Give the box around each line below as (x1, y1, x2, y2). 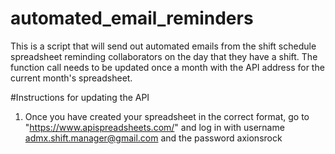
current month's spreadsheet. (10, 72, 133, 84)
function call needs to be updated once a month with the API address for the (10, 61, 325, 73)
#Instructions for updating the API (10, 91, 150, 103)
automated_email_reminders (10, 7, 254, 30)
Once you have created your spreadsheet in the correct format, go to (24, 110, 310, 122)
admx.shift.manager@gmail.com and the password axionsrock (24, 132, 283, 144)
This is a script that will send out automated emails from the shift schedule (10, 40, 317, 52)
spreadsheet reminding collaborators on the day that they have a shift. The (10, 50, 318, 62)
